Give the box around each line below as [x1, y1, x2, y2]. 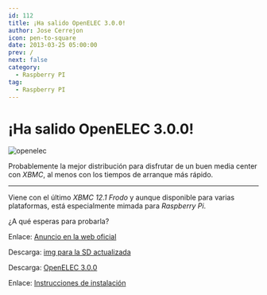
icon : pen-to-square [8, 33, 77, 42]
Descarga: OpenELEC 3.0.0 [8, 263, 98, 273]
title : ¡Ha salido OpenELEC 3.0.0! [8, 19, 126, 27]
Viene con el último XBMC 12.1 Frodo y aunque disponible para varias [8, 192, 235, 203]
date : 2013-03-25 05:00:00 [8, 41, 98, 49]
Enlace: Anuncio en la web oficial [8, 232, 117, 242]
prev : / [8, 49, 34, 56]
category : [8, 64, 41, 72]
